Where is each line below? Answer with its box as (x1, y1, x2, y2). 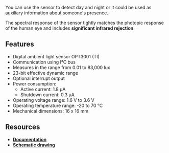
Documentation (12, 136, 47, 142)
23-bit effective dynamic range (12, 70, 78, 76)
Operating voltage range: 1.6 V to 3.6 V (12, 97, 94, 103)
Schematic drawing (12, 142, 55, 148)
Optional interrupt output (12, 75, 65, 81)
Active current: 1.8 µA (20, 86, 66, 92)
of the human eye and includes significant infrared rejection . (5, 25, 135, 31)
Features (5, 40, 34, 49)
